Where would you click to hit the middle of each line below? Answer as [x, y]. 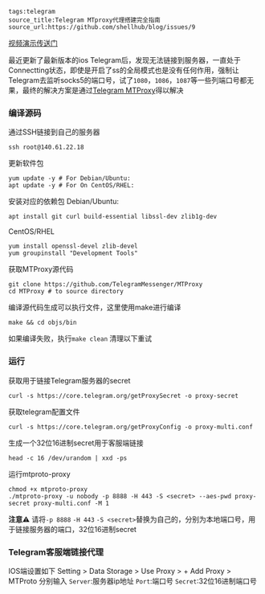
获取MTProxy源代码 [41, 269]
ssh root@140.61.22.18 [46, 147]
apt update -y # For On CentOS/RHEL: [71, 186]
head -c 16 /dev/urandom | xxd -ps [68, 458]
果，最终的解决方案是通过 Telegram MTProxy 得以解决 [96, 90]
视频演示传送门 [33, 43]
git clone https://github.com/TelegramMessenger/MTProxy [106, 285]
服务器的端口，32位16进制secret [83, 529]
